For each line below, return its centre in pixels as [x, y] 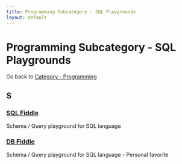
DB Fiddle [20, 142]
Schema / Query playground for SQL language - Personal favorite [87, 155]
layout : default [27, 17]
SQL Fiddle [23, 113]
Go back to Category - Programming [52, 77]
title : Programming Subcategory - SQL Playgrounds [71, 12]
